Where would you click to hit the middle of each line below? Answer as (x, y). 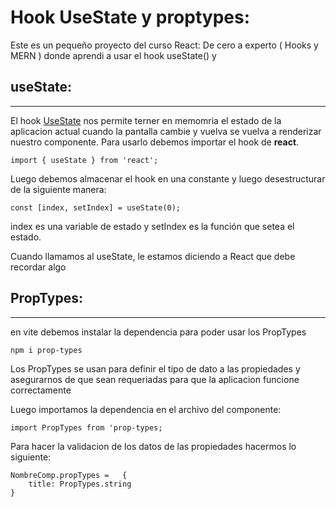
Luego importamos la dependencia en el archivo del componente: (146, 409)
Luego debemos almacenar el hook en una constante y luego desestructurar (168, 178)
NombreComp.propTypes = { (69, 475)
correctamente (41, 390)
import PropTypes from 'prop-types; (86, 427)
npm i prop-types (46, 350)
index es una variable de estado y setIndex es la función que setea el (152, 226)
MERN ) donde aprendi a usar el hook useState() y (113, 55)
